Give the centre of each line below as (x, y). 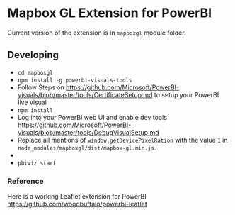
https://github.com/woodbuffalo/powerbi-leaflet (77, 204)
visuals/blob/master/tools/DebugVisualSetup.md (88, 132)
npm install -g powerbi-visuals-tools (75, 80)
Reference (25, 181)
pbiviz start (37, 163)
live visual (32, 102)
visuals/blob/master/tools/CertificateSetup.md (85, 94)
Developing (33, 55)
